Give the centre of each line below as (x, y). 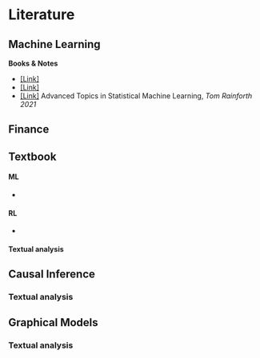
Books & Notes (33, 63)
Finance (29, 129)
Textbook (32, 156)
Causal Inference (52, 274)
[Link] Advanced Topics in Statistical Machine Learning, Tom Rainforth (136, 96)
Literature (42, 15)
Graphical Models (53, 322)
